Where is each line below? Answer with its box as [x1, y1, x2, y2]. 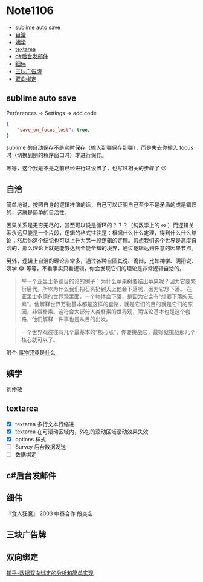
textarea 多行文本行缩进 [14, 420, 74, 427]
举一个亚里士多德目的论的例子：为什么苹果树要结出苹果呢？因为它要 [21, 278, 191, 285]
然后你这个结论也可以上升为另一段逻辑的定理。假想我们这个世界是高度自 [16, 237, 197, 244]
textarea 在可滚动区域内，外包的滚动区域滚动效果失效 [14, 428, 149, 435]
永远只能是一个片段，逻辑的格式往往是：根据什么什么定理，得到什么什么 [11, 229, 192, 236]
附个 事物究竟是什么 [6, 349, 56, 356]
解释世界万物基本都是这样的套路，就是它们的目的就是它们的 [39, 301, 188, 308]
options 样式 [14, 435, 47, 443]
